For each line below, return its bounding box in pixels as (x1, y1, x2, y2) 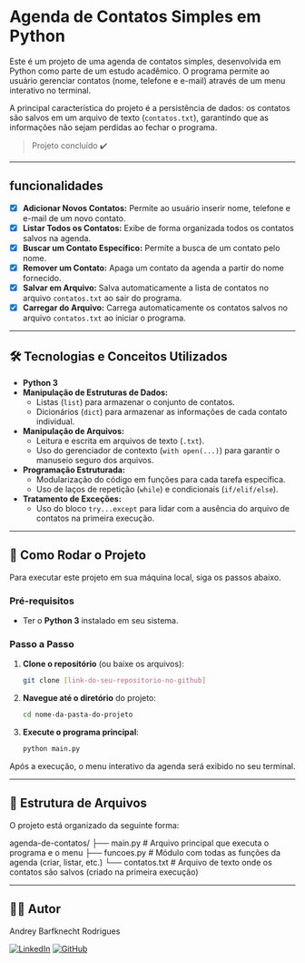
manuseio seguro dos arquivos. (35, 454, 154, 465)
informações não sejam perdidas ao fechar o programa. (9, 121, 218, 133)
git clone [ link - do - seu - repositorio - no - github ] (22, 676, 207, 685)
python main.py (22, 745, 81, 754)
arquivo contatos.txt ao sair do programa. (22, 293, 182, 304)
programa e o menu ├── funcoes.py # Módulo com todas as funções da (9, 846, 281, 857)
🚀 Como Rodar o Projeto (9, 548, 147, 563)
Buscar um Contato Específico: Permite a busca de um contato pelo (22, 242, 280, 253)
